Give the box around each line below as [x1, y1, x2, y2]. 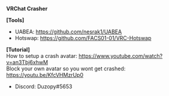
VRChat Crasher [6, 5, 48, 12]
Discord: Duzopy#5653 [14, 83, 73, 90]
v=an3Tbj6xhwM [6, 59, 49, 66]
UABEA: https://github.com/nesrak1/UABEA [14, 28, 122, 35]
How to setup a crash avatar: [6, 52, 78, 59]
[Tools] [6, 17, 25, 23]
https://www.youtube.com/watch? [79, 52, 163, 59]
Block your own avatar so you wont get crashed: [6, 65, 126, 72]
